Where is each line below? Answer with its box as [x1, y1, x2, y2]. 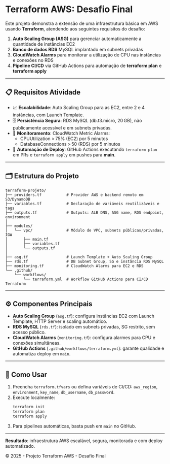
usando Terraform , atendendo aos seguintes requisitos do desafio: [5, 25, 145, 31]
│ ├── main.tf [5, 237, 49, 242]
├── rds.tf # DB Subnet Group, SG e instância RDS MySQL [5, 259, 164, 264]
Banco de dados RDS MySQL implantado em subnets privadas [12, 46, 143, 52]
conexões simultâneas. [12, 340, 61, 346]
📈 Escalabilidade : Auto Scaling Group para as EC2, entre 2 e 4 [12, 104, 145, 110]
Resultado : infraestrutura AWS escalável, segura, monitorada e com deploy [5, 438, 163, 444]
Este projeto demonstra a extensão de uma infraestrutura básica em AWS [5, 20, 158, 26]
